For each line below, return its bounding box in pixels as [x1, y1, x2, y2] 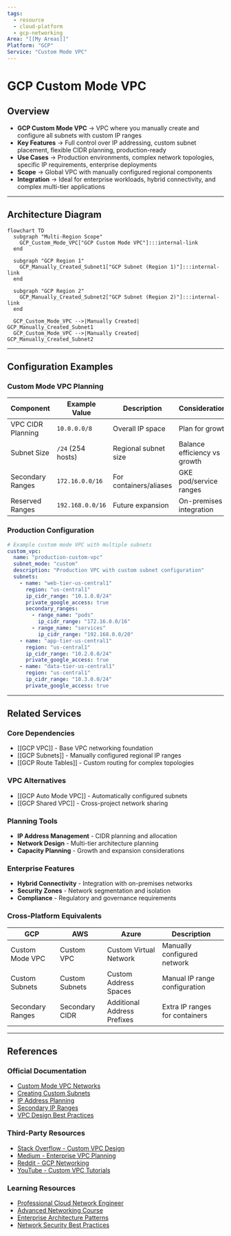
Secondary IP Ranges [16, 1104, 79, 1112]
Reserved [10, 496, 42, 506]
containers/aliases [113, 480, 173, 490]
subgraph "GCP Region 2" [13, 287, 85, 294]
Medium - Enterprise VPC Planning [16, 1151, 116, 1159]
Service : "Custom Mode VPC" [7, 49, 88, 56]
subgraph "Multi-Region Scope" [13, 233, 103, 240]
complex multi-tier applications [16, 182, 105, 190]
